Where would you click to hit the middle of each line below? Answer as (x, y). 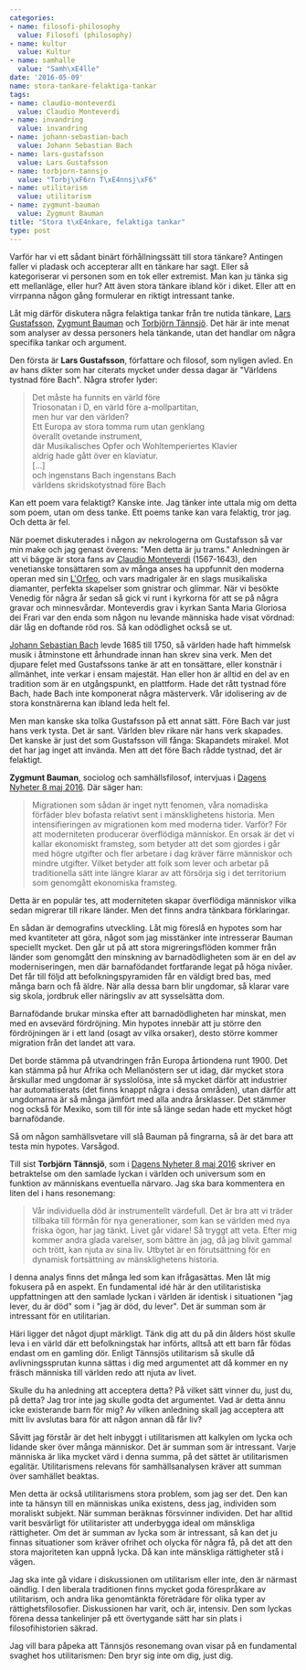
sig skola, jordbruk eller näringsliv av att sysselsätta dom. (117, 996)
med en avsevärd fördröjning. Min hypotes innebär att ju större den (136, 1023)
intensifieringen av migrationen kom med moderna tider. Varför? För (159, 824)
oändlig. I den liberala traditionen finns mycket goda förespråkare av (138, 1589)
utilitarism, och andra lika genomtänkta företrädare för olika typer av (138, 1599)
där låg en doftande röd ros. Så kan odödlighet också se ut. (121, 626)
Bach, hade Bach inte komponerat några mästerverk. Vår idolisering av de (148, 693)
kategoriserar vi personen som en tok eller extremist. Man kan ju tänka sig (149, 276)
